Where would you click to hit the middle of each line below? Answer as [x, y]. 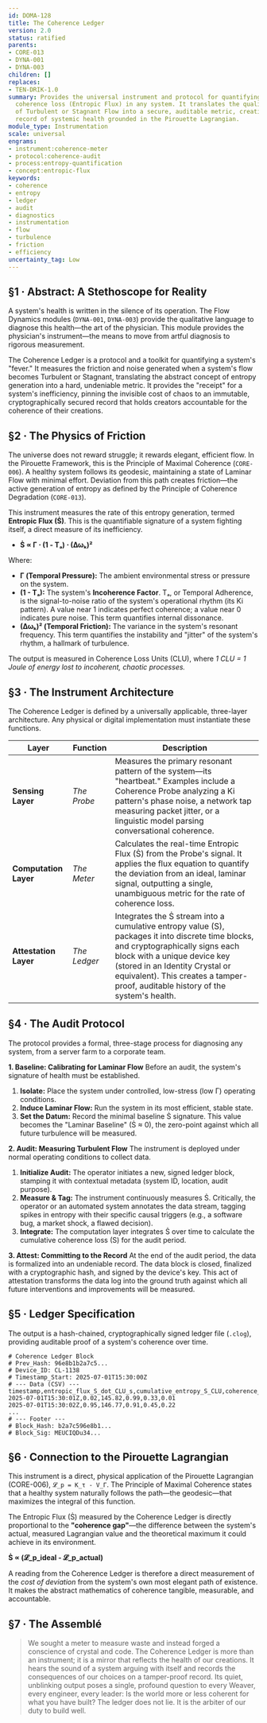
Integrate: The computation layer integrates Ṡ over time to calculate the [137, 1231]
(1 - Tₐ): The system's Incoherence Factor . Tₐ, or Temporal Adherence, [136, 592]
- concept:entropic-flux [49, 171]
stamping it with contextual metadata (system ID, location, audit [124, 1181]
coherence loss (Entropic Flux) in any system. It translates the [128, 104]
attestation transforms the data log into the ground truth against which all [128, 1280]
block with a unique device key [172, 956]
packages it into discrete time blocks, [184, 936]
